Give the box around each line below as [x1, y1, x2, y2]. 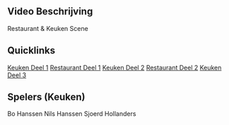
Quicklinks [7, 45, 56, 57]
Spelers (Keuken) [7, 91, 86, 103]
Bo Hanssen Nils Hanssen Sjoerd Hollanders [7, 110, 136, 118]
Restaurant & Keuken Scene [7, 24, 88, 32]
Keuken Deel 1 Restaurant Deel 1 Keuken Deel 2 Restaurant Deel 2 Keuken [7, 63, 222, 72]
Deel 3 [7, 70, 27, 79]
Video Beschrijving [7, 6, 93, 18]
